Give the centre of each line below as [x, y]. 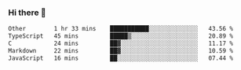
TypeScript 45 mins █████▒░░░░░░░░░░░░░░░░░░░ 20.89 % [121, 36]
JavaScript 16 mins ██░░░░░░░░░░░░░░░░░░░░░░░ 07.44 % [121, 58]
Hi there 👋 [27, 13]
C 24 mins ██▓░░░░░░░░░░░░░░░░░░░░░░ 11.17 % [121, 44]
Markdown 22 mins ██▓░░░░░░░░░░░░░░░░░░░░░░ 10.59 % [121, 50]
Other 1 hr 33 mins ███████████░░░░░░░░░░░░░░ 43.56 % [121, 29]
